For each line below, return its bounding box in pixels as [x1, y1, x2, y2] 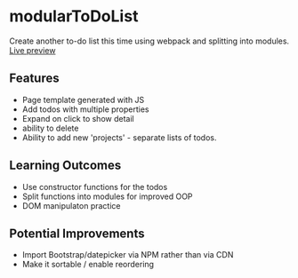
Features [9, 71, 60, 86]
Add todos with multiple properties [21, 104, 149, 115]
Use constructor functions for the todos [21, 181, 168, 192]
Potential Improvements [9, 226, 145, 241]
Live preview [9, 44, 56, 55]
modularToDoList [9, 6, 139, 27]
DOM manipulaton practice [21, 200, 121, 210]
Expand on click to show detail [21, 113, 135, 123]
